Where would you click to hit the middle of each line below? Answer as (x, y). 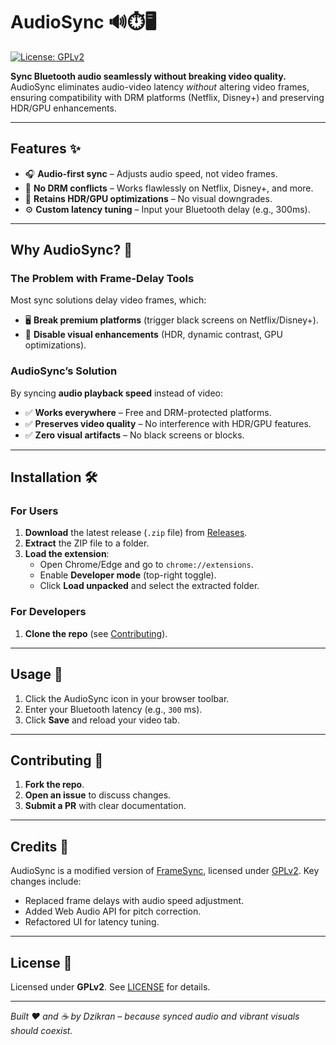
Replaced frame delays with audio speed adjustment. (134, 901)
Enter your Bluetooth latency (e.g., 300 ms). (113, 709)
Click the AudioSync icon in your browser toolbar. (127, 698)
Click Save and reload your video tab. (102, 720)
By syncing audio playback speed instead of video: (117, 393)
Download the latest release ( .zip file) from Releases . (136, 533)
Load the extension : (67, 554)
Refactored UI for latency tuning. (92, 922)
